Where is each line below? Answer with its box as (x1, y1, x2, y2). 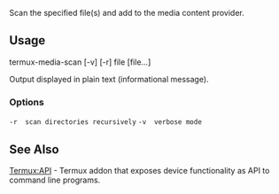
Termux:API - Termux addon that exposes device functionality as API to (9, 165, 270, 175)
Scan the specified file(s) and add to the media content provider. (9, 8, 245, 18)
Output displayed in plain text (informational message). (9, 74, 210, 84)
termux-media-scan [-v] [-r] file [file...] (9, 57, 151, 67)
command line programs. (9, 175, 101, 185)
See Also (9, 142, 59, 157)
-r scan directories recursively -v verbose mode (9, 118, 202, 127)
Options (9, 96, 44, 108)
